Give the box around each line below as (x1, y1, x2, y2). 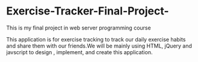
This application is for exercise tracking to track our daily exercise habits (6, 36, 186, 43)
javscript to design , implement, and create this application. (6, 48, 153, 55)
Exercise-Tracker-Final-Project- (6, 4, 170, 18)
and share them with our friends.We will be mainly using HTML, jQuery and (6, 42, 193, 49)
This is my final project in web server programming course (6, 24, 152, 31)
